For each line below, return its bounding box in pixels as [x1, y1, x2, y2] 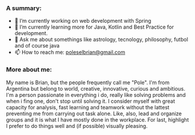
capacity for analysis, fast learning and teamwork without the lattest [6, 103, 170, 110]
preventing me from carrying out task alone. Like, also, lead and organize [6, 110, 182, 117]
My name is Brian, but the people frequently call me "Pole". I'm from [6, 79, 170, 86]
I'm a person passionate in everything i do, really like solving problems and [6, 91, 186, 98]
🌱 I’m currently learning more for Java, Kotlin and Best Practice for [14, 23, 174, 30]
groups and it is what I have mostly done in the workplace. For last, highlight [6, 116, 189, 123]
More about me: [6, 65, 53, 74]
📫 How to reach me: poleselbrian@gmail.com [14, 49, 126, 56]
